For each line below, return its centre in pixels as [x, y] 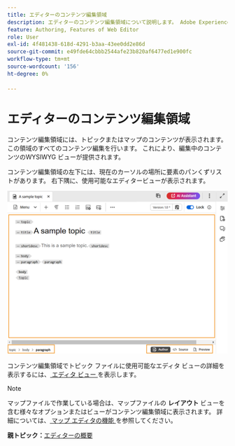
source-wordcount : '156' [43, 67]
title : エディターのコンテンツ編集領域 [57, 15]
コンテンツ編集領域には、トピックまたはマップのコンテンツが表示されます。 [117, 139]
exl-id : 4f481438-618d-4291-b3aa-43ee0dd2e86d [76, 44]
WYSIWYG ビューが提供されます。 [75, 157]
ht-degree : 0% [28, 74]
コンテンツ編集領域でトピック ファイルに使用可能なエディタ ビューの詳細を [116, 366]
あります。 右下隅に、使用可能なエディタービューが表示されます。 [114, 181]
